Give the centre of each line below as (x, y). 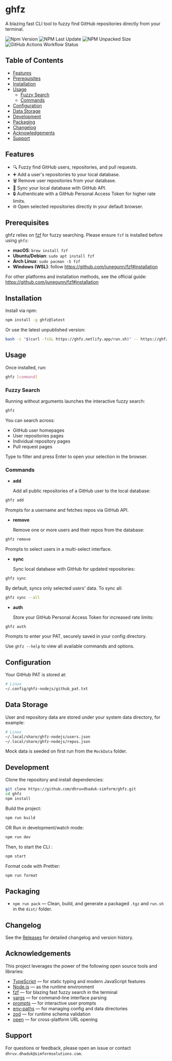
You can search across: (30, 420)
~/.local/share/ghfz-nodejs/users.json (48, 737)
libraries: (15, 971)
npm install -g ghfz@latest (35, 320)
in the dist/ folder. (32, 909)
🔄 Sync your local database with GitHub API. (59, 188)
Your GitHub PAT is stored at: (36, 675)
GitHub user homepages (39, 430)
